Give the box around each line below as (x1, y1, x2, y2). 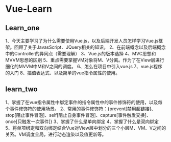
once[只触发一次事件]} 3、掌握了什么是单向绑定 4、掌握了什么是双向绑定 (5, 118, 159, 125)
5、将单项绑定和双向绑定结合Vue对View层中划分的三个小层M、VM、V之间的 (5, 125, 166, 131)
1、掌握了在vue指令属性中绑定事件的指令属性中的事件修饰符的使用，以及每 (5, 99, 163, 105)
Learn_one (5, 24, 40, 32)
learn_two (5, 85, 38, 94)
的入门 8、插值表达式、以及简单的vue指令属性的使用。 (5, 70, 120, 76)
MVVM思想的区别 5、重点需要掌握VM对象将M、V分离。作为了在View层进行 (5, 57, 165, 63)
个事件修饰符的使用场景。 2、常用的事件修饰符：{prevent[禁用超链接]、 (5, 106, 156, 112)
